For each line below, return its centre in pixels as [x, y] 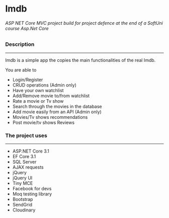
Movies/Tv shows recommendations [50, 117]
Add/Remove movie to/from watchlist [51, 96]
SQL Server [24, 162]
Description [20, 44]
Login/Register [28, 80]
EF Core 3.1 [24, 157]
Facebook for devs [32, 189]
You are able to [21, 70]
